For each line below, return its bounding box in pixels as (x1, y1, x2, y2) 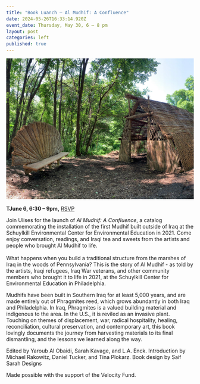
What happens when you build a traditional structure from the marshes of (6, 255, 186, 261)
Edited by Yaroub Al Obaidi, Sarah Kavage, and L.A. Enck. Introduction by (6, 347, 186, 354)
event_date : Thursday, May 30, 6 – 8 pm (6, 22, 108, 28)
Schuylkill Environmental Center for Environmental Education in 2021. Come (6, 229, 192, 236)
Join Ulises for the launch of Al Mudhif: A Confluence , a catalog (6, 217, 162, 223)
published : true (6, 41, 46, 47)
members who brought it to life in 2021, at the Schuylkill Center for (6, 274, 169, 280)
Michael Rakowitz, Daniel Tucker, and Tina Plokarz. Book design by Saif (6, 354, 182, 360)
